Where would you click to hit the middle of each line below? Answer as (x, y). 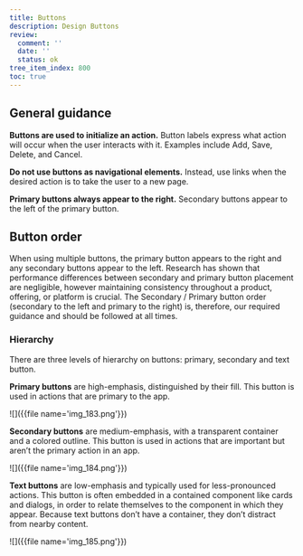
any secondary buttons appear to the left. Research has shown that (135, 269)
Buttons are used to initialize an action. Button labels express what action (148, 135)
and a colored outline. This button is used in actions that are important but (147, 440)
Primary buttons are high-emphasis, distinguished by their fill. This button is (152, 386)
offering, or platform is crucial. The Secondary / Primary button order (138, 297)
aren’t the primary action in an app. (75, 450)
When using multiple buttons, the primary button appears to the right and (146, 259)
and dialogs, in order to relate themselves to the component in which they (147, 504)
